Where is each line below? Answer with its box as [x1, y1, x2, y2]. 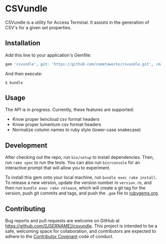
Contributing [5, 204, 45, 213]
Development [5, 141, 48, 149]
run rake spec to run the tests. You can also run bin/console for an [5, 159, 140, 166]
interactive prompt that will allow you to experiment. [5, 165, 111, 171]
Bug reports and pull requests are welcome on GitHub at [5, 218, 120, 224]
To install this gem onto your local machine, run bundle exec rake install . [5, 174, 157, 181]
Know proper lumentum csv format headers [12, 122, 101, 128]
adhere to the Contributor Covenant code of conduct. [5, 234, 114, 240]
